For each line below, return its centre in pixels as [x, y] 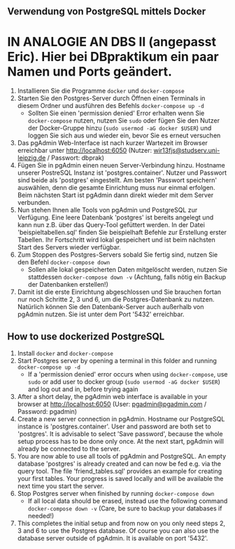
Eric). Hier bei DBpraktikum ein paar [113, 56]
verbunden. [34, 203]
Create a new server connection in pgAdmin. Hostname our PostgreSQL [121, 419]
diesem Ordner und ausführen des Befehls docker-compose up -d [111, 106]
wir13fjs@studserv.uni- [187, 151]
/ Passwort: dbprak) [76, 158]
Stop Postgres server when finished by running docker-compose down [116, 494]
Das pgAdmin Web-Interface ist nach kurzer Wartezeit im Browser [113, 143]
